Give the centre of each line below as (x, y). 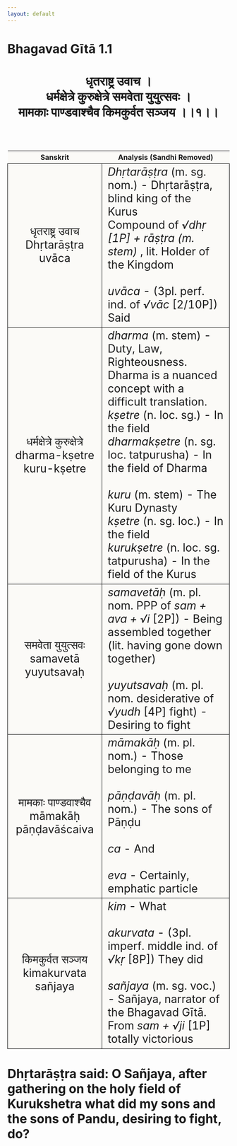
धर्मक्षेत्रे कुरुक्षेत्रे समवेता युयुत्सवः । (119, 97)
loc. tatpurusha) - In (160, 455)
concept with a (146, 389)
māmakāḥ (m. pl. (151, 743)
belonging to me (150, 769)
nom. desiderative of (161, 698)
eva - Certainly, (148, 875)
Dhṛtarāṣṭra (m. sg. (157, 172)
